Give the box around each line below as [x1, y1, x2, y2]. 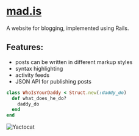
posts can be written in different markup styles [15, 58, 133, 65]
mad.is [6, 4, 42, 18]
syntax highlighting [15, 65, 63, 72]
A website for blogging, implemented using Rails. [6, 24, 129, 32]
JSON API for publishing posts [15, 77, 91, 85]
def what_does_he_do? [12, 95, 67, 101]
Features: [6, 42, 44, 52]
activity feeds [15, 71, 50, 79]
